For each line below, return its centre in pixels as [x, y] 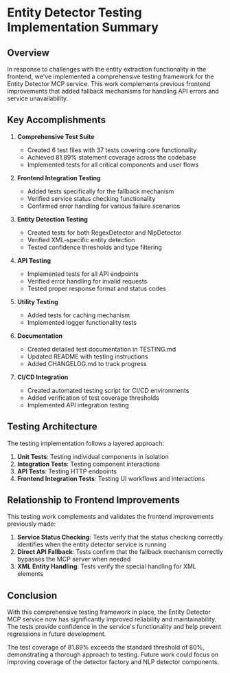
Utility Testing [37, 301]
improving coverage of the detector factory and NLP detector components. [113, 662]
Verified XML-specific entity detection [81, 239]
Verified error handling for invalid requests [87, 281]
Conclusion [32, 596]
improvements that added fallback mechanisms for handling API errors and [113, 91]
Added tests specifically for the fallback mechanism [101, 191]
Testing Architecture [52, 427]
